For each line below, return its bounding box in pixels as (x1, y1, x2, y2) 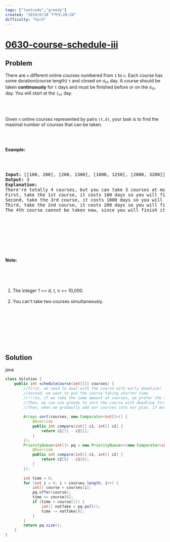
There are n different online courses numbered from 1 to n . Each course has (5, 72, 163, 79)
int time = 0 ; (23, 475, 53, 481)
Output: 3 (5, 176, 29, 182)
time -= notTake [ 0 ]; (41, 508, 85, 514)
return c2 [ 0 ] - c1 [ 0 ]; (41, 457, 90, 462)
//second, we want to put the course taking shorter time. (23, 391, 151, 396)
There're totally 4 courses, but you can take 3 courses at (5, 186, 158, 193)
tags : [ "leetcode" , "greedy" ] (5, 7, 67, 13)
